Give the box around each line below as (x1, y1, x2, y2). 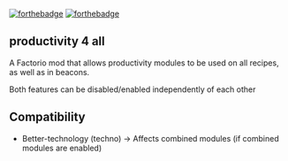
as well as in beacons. (9, 66, 90, 77)
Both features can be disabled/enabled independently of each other (9, 84, 256, 95)
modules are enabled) (21, 142, 102, 153)
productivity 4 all (9, 34, 106, 49)
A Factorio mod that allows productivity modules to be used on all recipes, (9, 57, 280, 68)
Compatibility (9, 110, 86, 125)
